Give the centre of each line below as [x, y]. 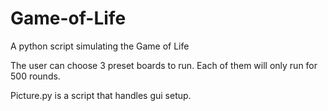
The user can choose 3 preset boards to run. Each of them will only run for [164, 65]
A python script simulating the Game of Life [100, 46]
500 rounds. [35, 76]
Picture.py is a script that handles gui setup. [101, 95]
